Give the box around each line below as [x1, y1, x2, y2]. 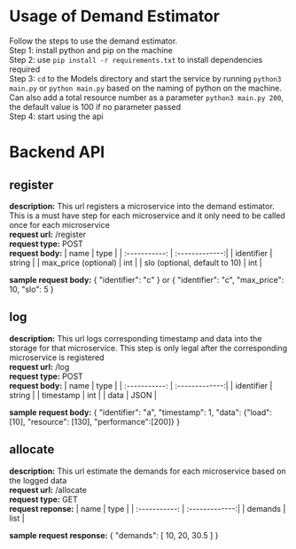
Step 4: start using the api [9, 111, 104, 122]
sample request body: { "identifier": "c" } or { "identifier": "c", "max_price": [9, 274, 284, 285]
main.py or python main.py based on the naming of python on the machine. [9, 82, 282, 93]
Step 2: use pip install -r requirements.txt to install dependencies [9, 54, 263, 65]
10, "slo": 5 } [9, 284, 55, 294]
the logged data [9, 474, 67, 485]
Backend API [9, 142, 105, 162]
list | [9, 513, 25, 523]
